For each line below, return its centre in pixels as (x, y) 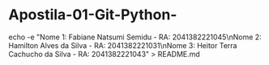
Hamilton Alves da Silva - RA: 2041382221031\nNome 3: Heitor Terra (123, 45)
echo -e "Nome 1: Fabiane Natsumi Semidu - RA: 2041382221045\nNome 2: (135, 37)
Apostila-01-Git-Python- (93, 15)
